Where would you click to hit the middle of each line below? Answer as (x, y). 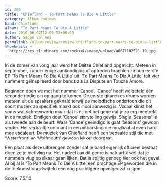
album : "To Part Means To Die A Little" (47, 28)
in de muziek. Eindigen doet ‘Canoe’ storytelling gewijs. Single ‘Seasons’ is (81, 117)
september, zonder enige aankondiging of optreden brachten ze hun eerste (82, 70)
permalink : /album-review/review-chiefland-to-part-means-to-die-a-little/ (85, 42)
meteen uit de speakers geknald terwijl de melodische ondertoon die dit (78, 101)
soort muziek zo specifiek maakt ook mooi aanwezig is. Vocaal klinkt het (79, 106)
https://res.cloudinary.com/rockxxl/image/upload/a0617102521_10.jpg (83, 51)
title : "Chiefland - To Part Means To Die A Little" (61, 14)
